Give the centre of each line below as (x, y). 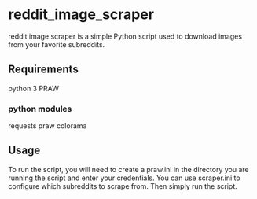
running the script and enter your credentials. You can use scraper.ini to (125, 178)
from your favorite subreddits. (57, 44)
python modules (40, 109)
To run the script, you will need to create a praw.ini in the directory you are (128, 169)
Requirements (43, 70)
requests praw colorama (48, 126)
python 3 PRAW (34, 88)
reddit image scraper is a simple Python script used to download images (125, 36)
